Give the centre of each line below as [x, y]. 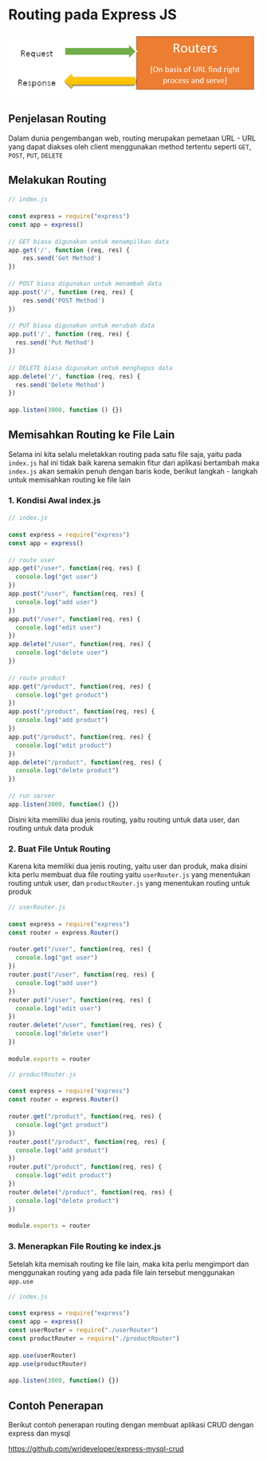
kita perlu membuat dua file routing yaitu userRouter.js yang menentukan [130, 875]
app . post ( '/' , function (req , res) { [71, 292]
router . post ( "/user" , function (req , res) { [82, 975]
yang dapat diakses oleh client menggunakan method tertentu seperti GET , [130, 146]
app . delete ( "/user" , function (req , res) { [80, 645]
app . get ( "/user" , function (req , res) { [75, 569]
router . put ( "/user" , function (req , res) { [80, 1000]
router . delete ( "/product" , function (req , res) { [90, 1192]
